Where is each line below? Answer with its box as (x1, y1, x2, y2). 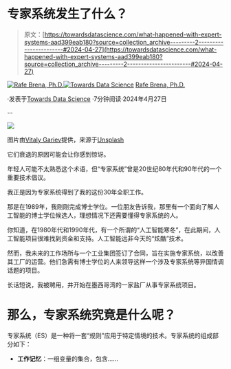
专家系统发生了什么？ (7, 6, 129, 22)
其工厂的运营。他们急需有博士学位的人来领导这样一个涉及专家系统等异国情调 (7, 257, 224, 265)
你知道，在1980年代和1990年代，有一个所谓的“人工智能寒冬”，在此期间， (7, 225, 215, 234)
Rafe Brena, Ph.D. (135, 80, 186, 89)
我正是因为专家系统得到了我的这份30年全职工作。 (7, 188, 148, 196)
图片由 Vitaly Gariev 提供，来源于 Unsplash (7, 135, 124, 144)
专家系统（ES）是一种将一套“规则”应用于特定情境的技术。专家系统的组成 (7, 331, 213, 339)
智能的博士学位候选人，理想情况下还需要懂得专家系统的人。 (12, 211, 182, 219)
